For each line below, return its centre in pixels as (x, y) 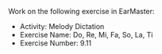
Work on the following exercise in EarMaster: (81, 11)
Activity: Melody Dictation (62, 26)
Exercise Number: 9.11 (56, 43)
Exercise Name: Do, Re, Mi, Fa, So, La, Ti (86, 35)
